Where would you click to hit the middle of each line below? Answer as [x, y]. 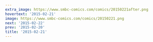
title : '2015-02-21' [26, 32]
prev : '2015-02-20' [25, 28]
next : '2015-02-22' [25, 23]
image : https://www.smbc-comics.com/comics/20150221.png [65, 18]
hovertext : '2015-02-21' [31, 14]
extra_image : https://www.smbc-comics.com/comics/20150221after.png [77, 9]
